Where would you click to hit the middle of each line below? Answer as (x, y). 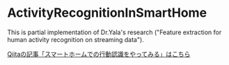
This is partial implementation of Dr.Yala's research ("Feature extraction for (114, 32)
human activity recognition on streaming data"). (76, 39)
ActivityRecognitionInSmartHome (107, 13)
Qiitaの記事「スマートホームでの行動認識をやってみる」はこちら (99, 54)
